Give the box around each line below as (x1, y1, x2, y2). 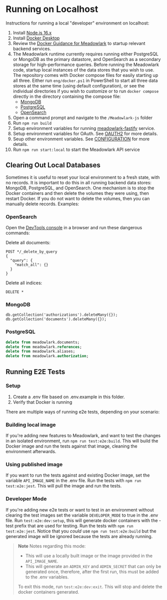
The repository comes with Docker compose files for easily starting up (12, 72, 158, 78)
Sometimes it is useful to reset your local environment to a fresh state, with (5, 174, 160, 180)
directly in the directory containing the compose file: (12, 93, 121, 99)
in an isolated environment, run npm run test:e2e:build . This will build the (5, 438, 158, 444)
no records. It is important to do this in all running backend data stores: (5, 179, 152, 185)
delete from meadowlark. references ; (5, 344, 82, 349)
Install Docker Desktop (12, 35, 60, 41)
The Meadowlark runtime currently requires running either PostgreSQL (12, 51, 159, 57)
